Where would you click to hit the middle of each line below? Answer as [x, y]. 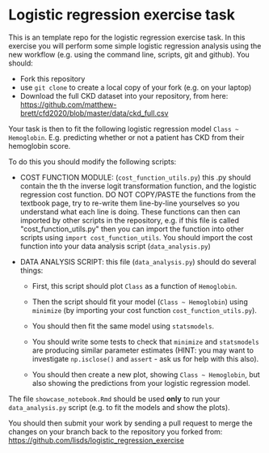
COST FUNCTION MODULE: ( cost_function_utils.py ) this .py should [135, 177]
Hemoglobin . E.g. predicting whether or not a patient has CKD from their [126, 137]
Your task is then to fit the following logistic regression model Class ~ [124, 129]
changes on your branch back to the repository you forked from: [116, 431]
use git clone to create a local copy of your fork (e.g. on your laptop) [136, 87]
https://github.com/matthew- [68, 104]
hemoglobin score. [40, 146]
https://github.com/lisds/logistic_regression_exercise [96, 440]
